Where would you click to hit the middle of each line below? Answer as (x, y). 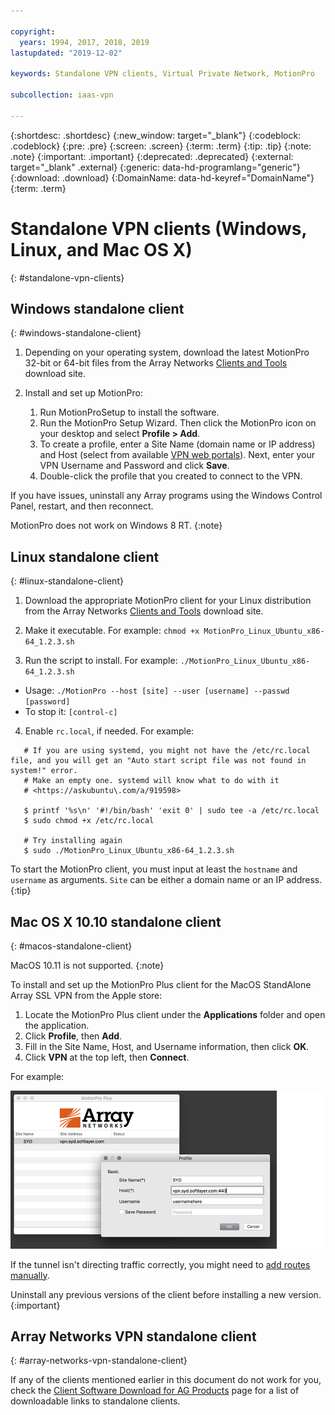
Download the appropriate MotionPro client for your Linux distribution (168, 601)
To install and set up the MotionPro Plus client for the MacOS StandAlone (161, 984)
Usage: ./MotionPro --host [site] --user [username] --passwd (157, 691)
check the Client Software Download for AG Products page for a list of (155, 1391)
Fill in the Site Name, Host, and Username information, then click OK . (167, 1046)
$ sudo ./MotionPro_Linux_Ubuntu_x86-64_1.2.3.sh (129, 851)
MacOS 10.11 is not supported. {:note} (87, 965)
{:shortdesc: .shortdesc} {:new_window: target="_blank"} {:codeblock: (156, 135)
